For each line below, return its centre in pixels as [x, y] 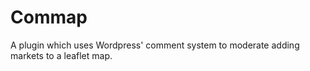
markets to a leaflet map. [61, 55]
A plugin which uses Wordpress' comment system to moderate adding [155, 45]
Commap [49, 17]
